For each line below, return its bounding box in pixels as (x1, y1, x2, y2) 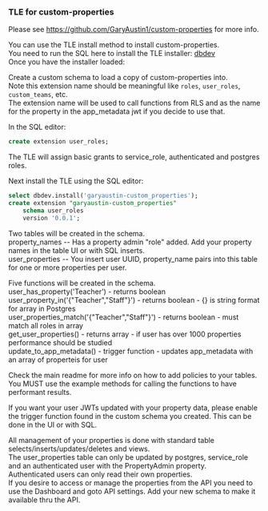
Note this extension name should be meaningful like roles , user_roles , (8, 81, 241, 91)
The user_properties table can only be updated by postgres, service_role (8, 452, 249, 462)
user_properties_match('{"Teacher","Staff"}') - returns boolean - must (8, 312, 239, 322)
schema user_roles (22, 207, 84, 215)
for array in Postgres (8, 304, 76, 313)
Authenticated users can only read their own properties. (8, 469, 193, 479)
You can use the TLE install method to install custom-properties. (8, 40, 220, 50)
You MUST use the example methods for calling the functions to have (8, 379, 238, 388)
